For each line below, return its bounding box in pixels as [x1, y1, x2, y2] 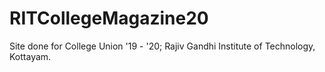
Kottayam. [9, 50, 52, 62]
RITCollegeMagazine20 [9, 7, 209, 30]
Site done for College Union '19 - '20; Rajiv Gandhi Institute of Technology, [9, 40, 316, 52]
